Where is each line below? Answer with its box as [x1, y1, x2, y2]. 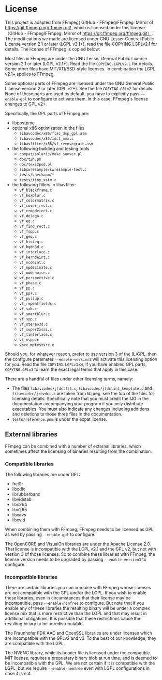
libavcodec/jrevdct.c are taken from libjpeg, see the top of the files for [12, 390, 155, 396]
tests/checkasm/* [19, 172, 55, 177]
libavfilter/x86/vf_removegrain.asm [19, 141, 93, 146]
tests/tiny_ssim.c [19, 177, 57, 182]
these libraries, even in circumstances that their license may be [5, 595, 131, 601]
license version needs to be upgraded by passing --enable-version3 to [5, 557, 147, 563]
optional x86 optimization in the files [12, 125, 85, 131]
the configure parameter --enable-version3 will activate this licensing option [5, 356, 158, 362]
